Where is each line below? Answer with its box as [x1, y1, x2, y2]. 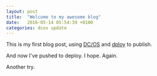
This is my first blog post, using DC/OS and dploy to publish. [6, 41, 152, 48]
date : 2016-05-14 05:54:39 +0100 [6, 19, 93, 25]
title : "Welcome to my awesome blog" [6, 14, 101, 20]
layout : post [6, 8, 38, 15]
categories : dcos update [6, 25, 67, 31]
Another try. [6, 64, 35, 71]
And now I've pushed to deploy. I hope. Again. [6, 52, 118, 59]
